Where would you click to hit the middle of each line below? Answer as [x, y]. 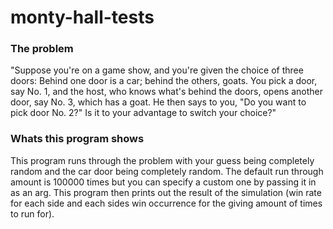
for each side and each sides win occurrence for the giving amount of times [166, 203]
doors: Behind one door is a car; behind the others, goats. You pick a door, [164, 81]
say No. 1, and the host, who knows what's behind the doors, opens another [166, 92]
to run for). [32, 213]
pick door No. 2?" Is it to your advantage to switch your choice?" [143, 113]
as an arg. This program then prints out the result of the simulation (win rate [166, 192]
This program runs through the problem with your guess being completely [162, 160]
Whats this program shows [77, 139]
